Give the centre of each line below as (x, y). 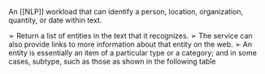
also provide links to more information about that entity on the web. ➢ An (130, 44)
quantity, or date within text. (55, 20)
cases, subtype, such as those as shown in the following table (112, 61)
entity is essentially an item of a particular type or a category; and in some (133, 53)
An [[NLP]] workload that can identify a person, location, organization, (126, 12)
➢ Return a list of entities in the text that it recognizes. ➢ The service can (131, 36)
